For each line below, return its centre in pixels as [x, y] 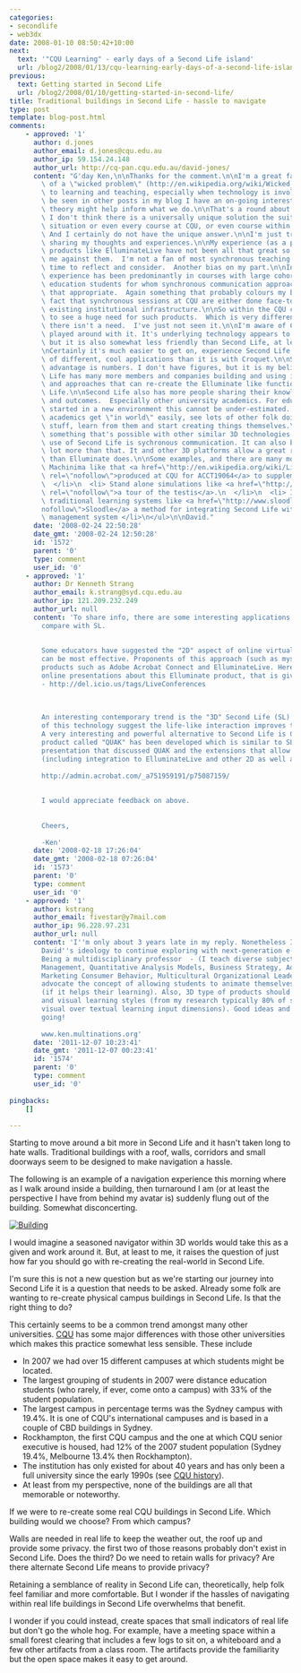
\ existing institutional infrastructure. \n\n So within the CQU [164, 309]
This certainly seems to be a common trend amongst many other [129, 1325]
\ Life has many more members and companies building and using [164, 376]
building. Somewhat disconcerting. [73, 1208]
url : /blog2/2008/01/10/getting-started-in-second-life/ [126, 92]
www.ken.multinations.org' [92, 1034]
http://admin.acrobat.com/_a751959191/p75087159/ [136, 776]
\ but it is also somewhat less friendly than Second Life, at [162, 342]
